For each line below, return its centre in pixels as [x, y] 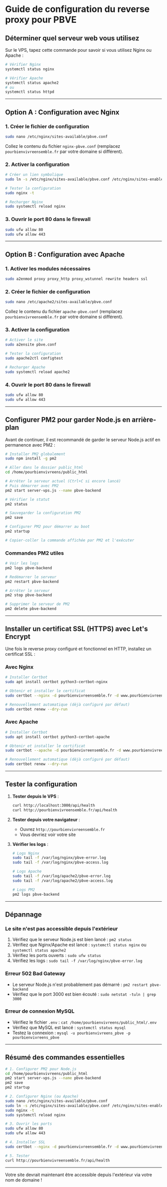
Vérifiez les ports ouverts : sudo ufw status [57, 955]
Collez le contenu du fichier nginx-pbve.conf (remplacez [63, 146]
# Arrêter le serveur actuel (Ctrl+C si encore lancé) [63, 481]
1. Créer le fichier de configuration [47, 126]
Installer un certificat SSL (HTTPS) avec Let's [77, 629]
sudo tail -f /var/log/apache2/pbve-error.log [61, 876]
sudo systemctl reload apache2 [38, 372]
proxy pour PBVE [41, 20]
